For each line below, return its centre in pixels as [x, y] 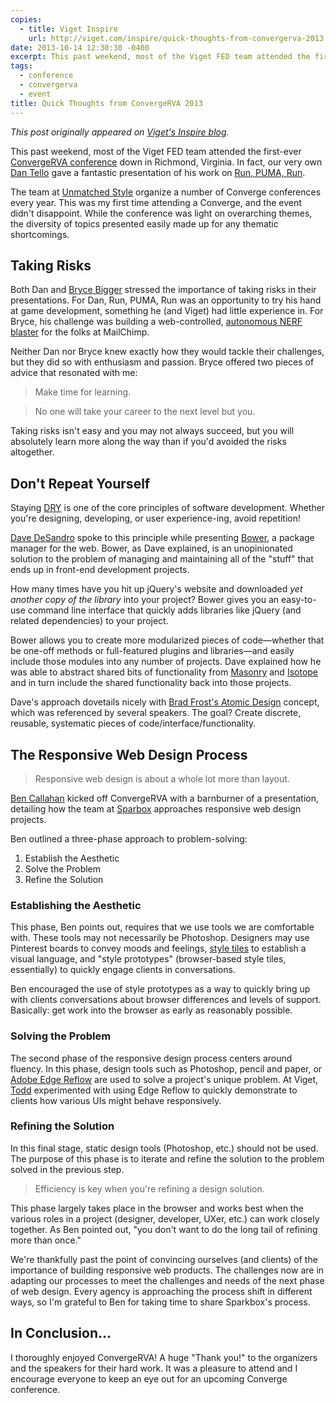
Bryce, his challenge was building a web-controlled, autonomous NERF [156, 322]
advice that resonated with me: [74, 373]
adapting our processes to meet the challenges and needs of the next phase [167, 1280]
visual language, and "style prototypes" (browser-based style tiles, [148, 959]
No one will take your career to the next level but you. [145, 412]
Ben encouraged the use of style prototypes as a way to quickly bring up [160, 989]
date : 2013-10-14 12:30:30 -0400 [80, 47]
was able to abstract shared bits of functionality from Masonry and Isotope [164, 672]
